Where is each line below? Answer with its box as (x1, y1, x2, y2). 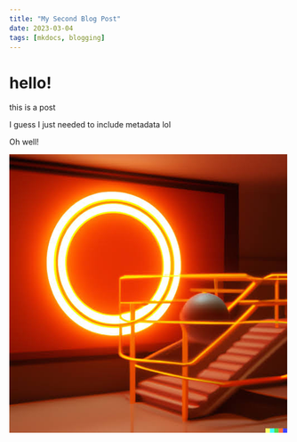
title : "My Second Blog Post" (9, 14, 122, 23)
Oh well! (9, 136, 40, 147)
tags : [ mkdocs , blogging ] (9, 33, 105, 42)
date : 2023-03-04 (9, 23, 74, 33)
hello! (9, 72, 52, 93)
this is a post (9, 102, 56, 113)
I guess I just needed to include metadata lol (9, 119, 172, 130)
